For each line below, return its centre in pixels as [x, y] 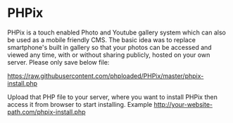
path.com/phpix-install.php [46, 112]
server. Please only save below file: [58, 62]
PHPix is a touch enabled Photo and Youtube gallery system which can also [117, 32]
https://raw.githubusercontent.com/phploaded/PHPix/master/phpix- [106, 76]
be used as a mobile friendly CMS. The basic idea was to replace [101, 39]
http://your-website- [183, 104]
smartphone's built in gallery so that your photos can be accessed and [110, 47]
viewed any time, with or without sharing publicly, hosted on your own [109, 55]
